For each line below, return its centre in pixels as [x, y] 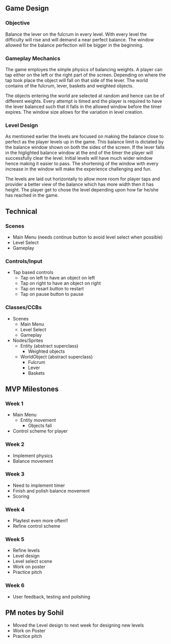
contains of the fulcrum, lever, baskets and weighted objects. [69, 85]
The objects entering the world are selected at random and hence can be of [85, 95]
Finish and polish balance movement [51, 490]
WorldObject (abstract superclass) [56, 357]
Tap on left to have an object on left [58, 278]
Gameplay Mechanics [33, 58]
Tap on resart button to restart [52, 289]
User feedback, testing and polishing [51, 596]
